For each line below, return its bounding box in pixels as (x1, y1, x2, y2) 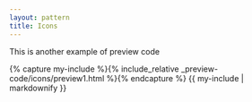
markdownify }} (9, 82, 67, 93)
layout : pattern (9, 13, 70, 22)
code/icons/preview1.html (9, 72, 105, 83)
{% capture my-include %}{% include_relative (9, 64, 179, 74)
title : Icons (9, 21, 58, 30)
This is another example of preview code (9, 46, 160, 56)
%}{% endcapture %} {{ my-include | (106, 72, 244, 83)
